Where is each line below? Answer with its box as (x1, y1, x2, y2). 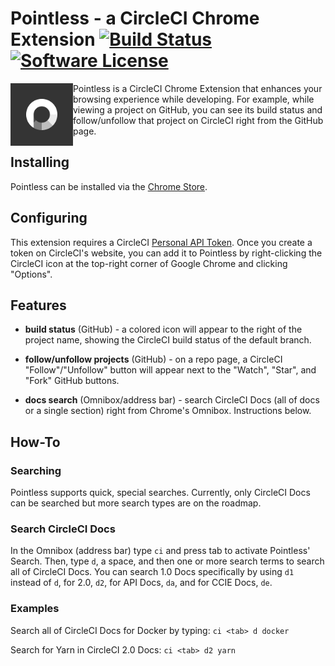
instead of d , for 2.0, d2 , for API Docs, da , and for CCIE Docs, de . (10, 577, 273, 589)
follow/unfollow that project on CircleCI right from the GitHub (73, 114, 324, 126)
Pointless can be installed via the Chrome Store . (10, 180, 208, 192)
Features (10, 297, 67, 314)
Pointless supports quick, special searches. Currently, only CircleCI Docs (10, 487, 311, 499)
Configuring (10, 210, 88, 227)
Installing (10, 154, 70, 171)
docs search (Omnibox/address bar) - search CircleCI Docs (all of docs (24, 394, 320, 406)
